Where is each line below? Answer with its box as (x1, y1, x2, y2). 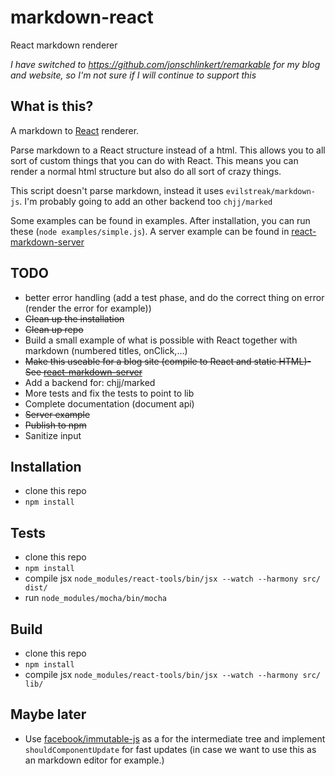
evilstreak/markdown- (225, 186, 316, 196)
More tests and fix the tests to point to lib (24, 387, 195, 399)
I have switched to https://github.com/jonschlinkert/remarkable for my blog (10, 58, 321, 70)
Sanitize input (24, 429, 82, 441)
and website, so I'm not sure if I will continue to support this (10, 69, 257, 81)
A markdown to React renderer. (10, 124, 140, 136)
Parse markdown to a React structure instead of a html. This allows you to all (10, 144, 326, 156)
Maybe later (10, 706, 87, 723)
